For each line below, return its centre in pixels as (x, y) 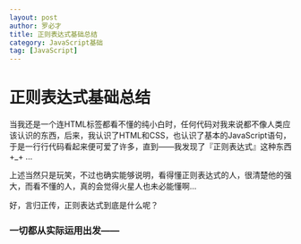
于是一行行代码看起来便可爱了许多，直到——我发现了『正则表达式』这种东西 (150, 147)
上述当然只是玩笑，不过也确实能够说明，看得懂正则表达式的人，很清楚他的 (146, 175)
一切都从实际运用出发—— (64, 231)
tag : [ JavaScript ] (43, 51)
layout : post (34, 17)
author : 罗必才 (35, 26)
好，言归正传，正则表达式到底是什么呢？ (84, 206)
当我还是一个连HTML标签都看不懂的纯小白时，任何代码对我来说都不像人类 (146, 124)
